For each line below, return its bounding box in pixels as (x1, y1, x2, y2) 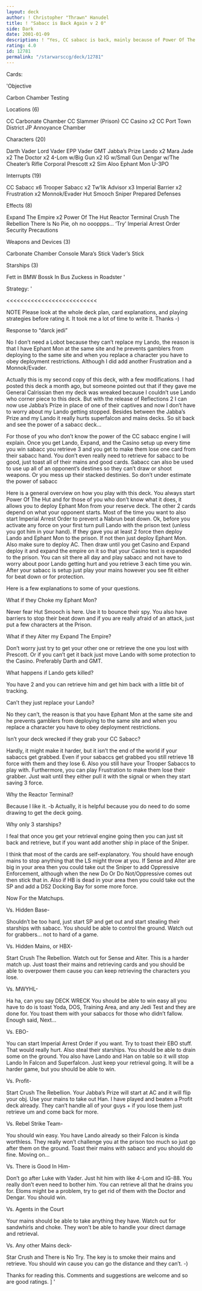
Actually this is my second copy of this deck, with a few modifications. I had (6, 376, 195, 383)
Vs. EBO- (6, 1028, 29, 1035)
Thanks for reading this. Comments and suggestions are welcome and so (6, 1272, 188, 1279)
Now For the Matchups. (6, 894, 65, 902)
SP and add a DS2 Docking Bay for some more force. (6, 882, 138, 890)
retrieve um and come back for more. (6, 1108, 99, 1115)
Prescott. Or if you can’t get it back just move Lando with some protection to (6, 651, 196, 658)
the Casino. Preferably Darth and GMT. (6, 657, 103, 665)
